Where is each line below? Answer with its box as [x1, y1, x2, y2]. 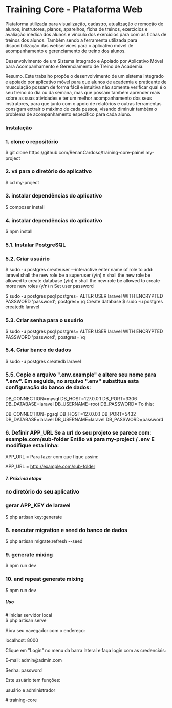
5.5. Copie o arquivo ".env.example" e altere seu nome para [5, 371, 156, 378]
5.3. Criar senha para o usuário [5, 317, 83, 324]
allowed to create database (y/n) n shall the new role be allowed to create [5, 278, 160, 284]
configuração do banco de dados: [5, 384, 91, 391]
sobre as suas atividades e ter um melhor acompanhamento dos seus [5, 95, 152, 101]
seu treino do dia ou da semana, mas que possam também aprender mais [5, 89, 160, 95]
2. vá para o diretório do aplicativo [5, 168, 92, 175]
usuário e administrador [5, 686, 56, 693]
